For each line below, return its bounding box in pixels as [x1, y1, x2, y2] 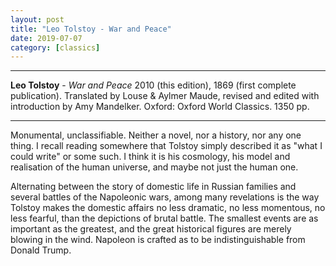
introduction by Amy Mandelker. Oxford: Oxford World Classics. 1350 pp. [10, 101, 310, 113]
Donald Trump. [10, 244, 72, 256]
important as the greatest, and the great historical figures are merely [10, 223, 292, 235]
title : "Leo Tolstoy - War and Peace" [10, 24, 172, 34]
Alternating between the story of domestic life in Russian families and [10, 181, 297, 193]
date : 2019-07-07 [10, 33, 83, 43]
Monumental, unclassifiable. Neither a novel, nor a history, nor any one [10, 129, 302, 141]
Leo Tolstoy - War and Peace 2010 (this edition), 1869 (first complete [10, 79, 297, 91]
